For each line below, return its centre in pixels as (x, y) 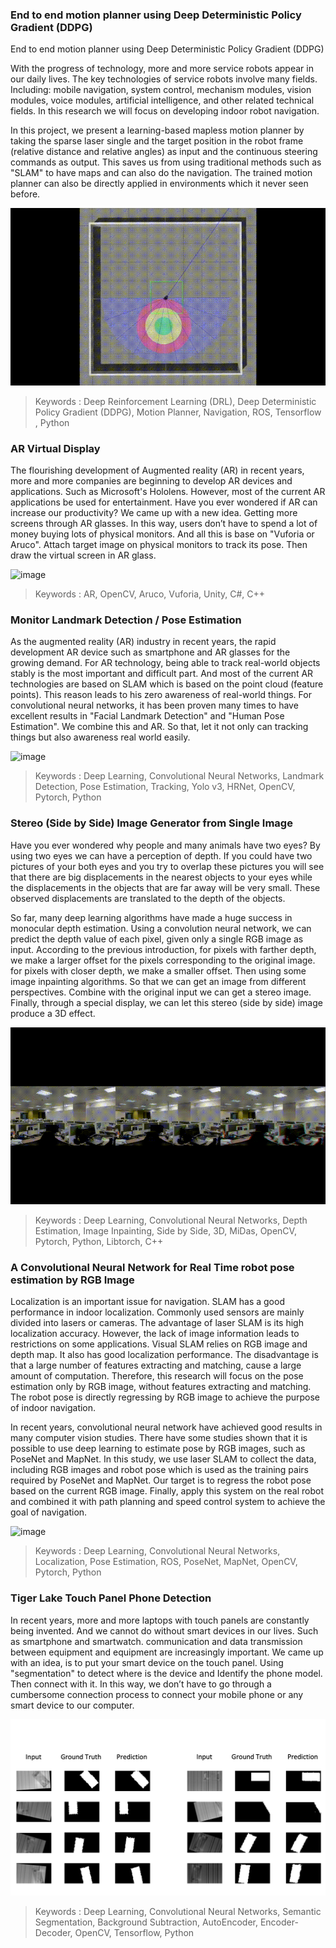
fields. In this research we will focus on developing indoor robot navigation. (165, 111)
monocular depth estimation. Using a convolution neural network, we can (161, 928)
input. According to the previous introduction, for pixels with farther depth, (163, 949)
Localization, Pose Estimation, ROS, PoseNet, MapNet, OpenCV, (166, 1562)
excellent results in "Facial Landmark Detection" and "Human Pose (147, 716)
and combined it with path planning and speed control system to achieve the (168, 1502)
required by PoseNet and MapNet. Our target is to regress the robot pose (161, 1480)
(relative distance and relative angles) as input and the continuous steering (164, 152)
